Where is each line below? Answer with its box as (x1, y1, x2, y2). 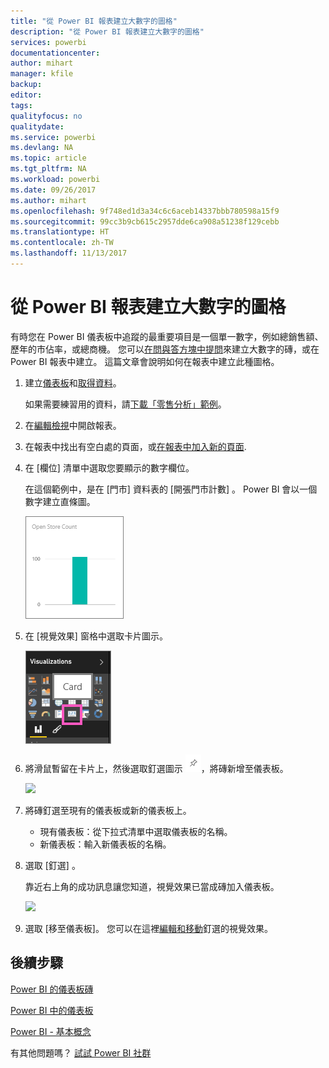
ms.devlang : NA (10, 143, 74, 153)
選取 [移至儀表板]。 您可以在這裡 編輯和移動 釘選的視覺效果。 (24, 922, 273, 934)
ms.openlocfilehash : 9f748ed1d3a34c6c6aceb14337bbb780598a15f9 (10, 206, 280, 216)
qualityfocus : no (10, 111, 83, 121)
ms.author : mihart (10, 195, 87, 205)
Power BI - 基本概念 (10, 1025, 92, 1037)
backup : (10, 80, 43, 90)
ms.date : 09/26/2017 (10, 185, 97, 195)
